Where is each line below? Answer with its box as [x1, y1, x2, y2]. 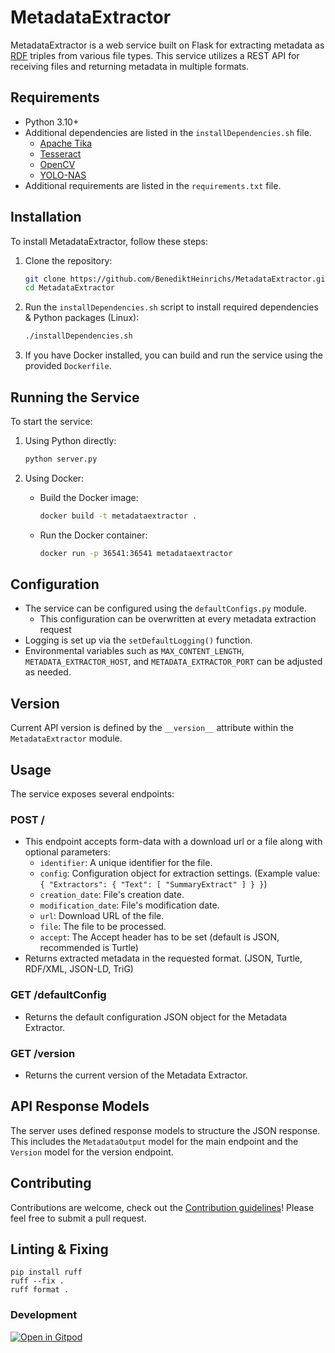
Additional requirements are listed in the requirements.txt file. [24, 179, 282, 191]
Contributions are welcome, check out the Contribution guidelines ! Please [10, 1201, 315, 1213]
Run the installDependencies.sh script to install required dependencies [24, 301, 319, 313]
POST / [10, 812, 45, 826]
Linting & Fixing [10, 1241, 109, 1258]
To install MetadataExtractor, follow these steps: [10, 235, 209, 247]
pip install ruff [10, 1267, 83, 1278]
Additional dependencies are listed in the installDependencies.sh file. [24, 126, 312, 138]
